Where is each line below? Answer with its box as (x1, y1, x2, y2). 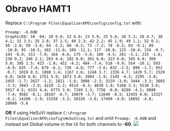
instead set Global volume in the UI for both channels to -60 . (5, 121, 132, 127)
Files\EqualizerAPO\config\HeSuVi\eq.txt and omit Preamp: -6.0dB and (5, 115, 156, 121)
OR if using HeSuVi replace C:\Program (5, 110, 87, 116)
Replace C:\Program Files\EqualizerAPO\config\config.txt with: (5, 20, 143, 26)
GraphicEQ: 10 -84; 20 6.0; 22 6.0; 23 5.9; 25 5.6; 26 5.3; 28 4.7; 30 (5, 34, 163, 39)
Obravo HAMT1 (5, 3, 71, 15)
